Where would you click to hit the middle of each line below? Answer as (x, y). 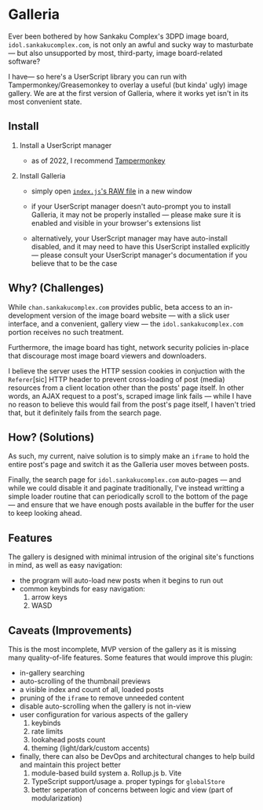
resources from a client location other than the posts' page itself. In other (126, 388)
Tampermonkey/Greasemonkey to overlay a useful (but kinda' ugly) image (128, 85)
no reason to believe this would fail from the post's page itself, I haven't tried (132, 404)
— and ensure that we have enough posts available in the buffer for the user (131, 505)
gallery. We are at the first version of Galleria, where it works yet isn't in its (128, 93)
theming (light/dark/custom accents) (91, 748)
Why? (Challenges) (56, 288)
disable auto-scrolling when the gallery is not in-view (105, 706)
